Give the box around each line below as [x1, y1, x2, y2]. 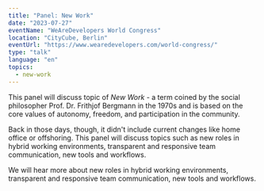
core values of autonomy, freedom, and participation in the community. [8, 109, 240, 119]
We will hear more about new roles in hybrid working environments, [8, 165, 228, 174]
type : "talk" [8, 48, 52, 56]
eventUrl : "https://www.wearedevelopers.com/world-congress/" [8, 41, 218, 49]
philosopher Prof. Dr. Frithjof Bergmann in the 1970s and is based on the [8, 101, 243, 110]
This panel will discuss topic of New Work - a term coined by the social [8, 92, 240, 101]
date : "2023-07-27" [8, 19, 73, 27]
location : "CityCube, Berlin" [8, 33, 109, 42]
